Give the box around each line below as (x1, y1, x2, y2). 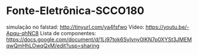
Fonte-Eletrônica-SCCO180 (6, 4, 144, 18)
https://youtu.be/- (145, 23, 190, 30)
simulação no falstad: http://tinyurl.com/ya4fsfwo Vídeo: (6, 23, 144, 30)
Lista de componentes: (40, 29, 96, 36)
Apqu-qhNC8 (6, 29, 39, 36)
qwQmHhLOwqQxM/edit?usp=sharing (6, 42, 100, 49)
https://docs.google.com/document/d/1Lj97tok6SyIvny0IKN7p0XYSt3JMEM (6, 36, 192, 43)
